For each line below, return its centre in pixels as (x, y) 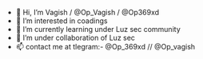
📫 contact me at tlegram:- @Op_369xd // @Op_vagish (105, 47)
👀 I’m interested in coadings (62, 21)
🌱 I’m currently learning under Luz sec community (98, 29)
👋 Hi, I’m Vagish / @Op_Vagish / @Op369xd (88, 12)
